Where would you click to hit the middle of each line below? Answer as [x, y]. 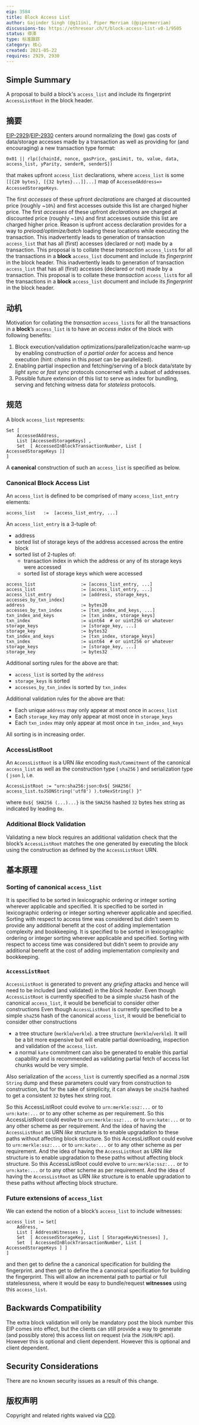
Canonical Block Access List [48, 483]
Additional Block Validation [46, 824]
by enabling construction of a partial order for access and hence [94, 353]
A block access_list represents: [45, 419]
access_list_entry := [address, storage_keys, [78, 595]
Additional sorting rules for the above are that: [62, 663]
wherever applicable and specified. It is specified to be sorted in [85, 907]
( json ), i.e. [20, 775]
